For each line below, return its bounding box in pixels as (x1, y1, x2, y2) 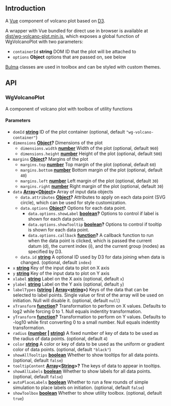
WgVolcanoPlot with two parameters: (5, 38, 83, 45)
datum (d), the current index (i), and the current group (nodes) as (28, 243, 165, 249)
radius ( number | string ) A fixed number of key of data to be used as (12, 330, 159, 336)
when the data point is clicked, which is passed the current (28, 238, 152, 244)
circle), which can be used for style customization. (20, 199, 127, 205)
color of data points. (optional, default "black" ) (12, 346, 111, 352)
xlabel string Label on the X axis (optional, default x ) (12, 275, 124, 282)
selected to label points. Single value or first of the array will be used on (12, 292, 164, 298)
